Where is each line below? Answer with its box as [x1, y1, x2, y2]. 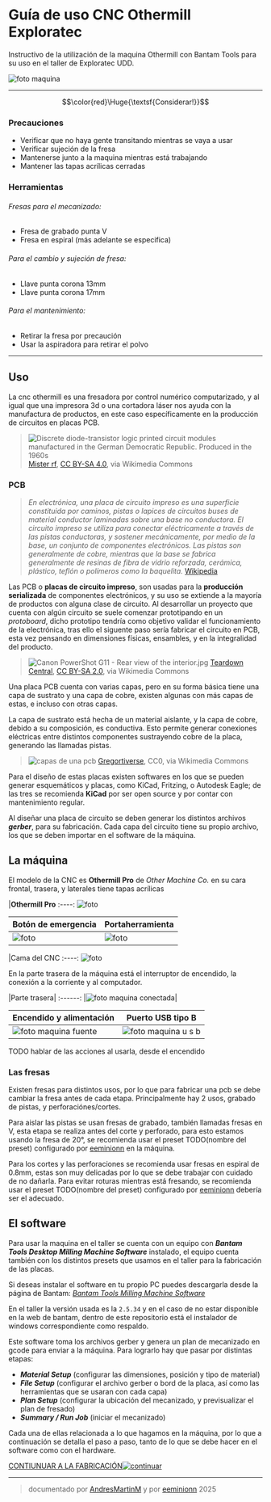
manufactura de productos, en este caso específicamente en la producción [8, 409, 259, 419]
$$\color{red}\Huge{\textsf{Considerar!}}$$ [61, 97, 210, 107]
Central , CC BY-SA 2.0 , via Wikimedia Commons [27, 666, 190, 675]
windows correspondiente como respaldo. [8, 1321, 149, 1331]
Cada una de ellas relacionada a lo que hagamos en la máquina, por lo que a [8, 1428, 262, 1437]
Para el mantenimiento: [8, 305, 86, 316]
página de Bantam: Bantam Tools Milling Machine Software [8, 1288, 206, 1298]
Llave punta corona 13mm [19, 279, 106, 288]
